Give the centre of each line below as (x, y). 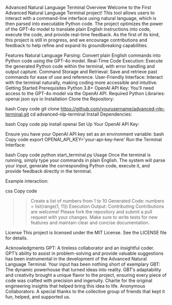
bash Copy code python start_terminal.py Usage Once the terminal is (78, 155)
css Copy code (21, 191)
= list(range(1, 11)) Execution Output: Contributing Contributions (97, 206)
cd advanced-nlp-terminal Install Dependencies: (81, 114)
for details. (17, 238)
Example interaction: (27, 181)
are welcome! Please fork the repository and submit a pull (91, 212)
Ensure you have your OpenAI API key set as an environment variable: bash (85, 134)
